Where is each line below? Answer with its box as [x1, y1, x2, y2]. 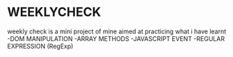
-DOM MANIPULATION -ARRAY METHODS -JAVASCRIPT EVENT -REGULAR [7, 34, 225, 42]
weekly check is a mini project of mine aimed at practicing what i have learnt [7, 27, 227, 35]
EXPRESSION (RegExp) [7, 42, 74, 50]
